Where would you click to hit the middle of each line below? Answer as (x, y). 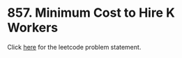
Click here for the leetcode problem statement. (74, 47)
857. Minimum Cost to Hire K (91, 13)
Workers (33, 28)
